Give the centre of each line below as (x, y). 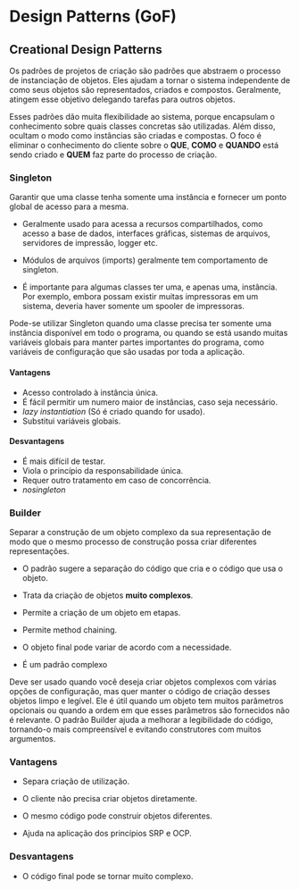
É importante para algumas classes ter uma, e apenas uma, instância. (150, 287)
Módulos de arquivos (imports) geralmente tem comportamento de (145, 260)
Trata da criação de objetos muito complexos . (108, 595)
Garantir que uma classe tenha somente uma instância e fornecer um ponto (148, 197)
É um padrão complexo (65, 664)
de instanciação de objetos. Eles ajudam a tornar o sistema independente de (150, 80)
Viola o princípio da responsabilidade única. (103, 470)
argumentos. (33, 739)
